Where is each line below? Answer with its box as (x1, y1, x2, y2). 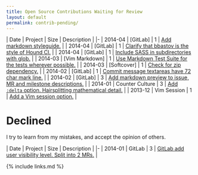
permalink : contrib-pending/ (6, 20, 79, 26)
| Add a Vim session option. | (6, 93, 77, 100)
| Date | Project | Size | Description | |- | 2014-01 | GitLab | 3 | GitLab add (6, 145, 184, 152)
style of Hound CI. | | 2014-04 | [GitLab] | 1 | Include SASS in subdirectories (6, 49, 191, 56)
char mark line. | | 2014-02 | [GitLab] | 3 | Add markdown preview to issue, (6, 74, 189, 81)
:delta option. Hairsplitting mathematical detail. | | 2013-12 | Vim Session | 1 (6, 87, 192, 94)
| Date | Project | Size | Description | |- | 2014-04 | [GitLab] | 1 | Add (6, 36, 172, 43)
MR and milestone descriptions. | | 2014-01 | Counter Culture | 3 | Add (6, 80, 178, 87)
